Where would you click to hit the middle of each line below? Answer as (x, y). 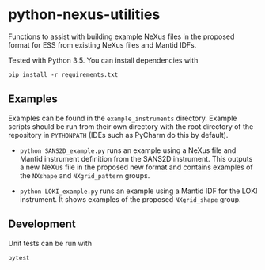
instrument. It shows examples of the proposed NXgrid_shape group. (130, 199)
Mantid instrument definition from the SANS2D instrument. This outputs (136, 158)
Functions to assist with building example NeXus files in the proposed (121, 36)
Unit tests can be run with (50, 243)
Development (42, 224)
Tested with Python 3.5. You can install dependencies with (103, 60)
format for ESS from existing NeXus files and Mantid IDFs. (102, 44)
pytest (19, 258)
